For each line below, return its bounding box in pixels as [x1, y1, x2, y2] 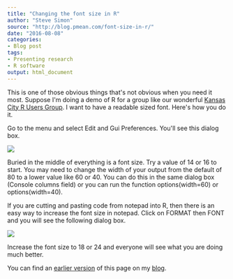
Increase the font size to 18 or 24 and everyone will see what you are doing [7, 243, 223, 251]
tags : [7, 50, 23, 57]
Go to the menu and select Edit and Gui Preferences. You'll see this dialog [7, 124, 219, 132]
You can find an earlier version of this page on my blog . [7, 264, 167, 272]
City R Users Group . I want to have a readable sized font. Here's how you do [7, 103, 227, 111]
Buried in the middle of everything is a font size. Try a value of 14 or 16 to [7, 158, 218, 166]
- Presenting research [7, 56, 73, 63]
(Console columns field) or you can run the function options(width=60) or [7, 180, 219, 189]
